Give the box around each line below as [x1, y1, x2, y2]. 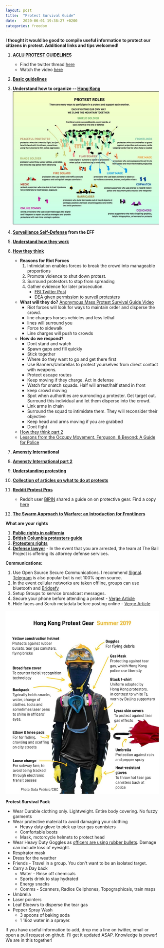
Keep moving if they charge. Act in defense [27, 377, 114, 383]
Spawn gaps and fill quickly [27, 346, 83, 352]
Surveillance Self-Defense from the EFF [12, 229, 94, 235]
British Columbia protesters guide [12, 535, 83, 541]
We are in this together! [5, 937, 53, 943]
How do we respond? [19, 335, 64, 341]
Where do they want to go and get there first [27, 356, 116, 362]
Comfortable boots [19, 829, 58, 835]
